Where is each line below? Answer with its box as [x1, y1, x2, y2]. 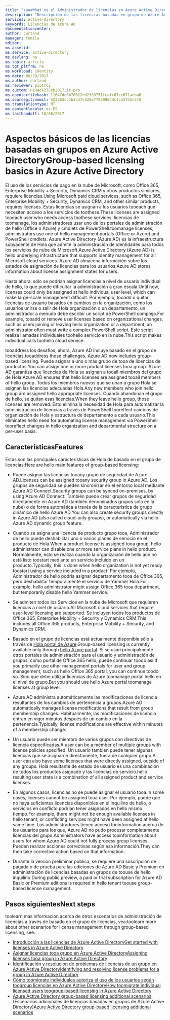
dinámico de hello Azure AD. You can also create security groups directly [12, 509, 164, 515]
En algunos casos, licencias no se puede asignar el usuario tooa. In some [12, 789, 164, 795]
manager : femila [5, 36, 39, 41]
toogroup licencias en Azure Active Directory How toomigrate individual [12, 982, 161, 989]
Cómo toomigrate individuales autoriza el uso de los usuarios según [12, 977, 154, 983]
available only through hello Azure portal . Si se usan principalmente [12, 646, 153, 652]
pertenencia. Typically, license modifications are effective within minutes [12, 721, 163, 727]
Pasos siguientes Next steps [5, 900, 95, 908]
